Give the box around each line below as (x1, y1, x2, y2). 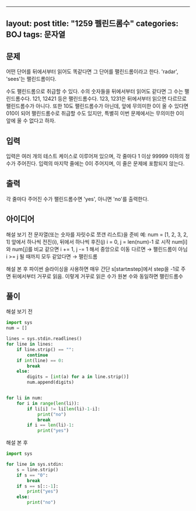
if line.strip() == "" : (16, 346, 75, 352)
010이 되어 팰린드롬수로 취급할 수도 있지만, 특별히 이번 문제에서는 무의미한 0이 (6, 110, 184, 117)
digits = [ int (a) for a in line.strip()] (27, 374, 129, 380)
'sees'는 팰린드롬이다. (6, 76, 57, 83)
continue (27, 352, 48, 358)
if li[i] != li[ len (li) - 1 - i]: (27, 406, 100, 412)
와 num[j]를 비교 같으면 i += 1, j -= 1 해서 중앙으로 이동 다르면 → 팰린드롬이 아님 (6, 246, 188, 253)
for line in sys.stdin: (6, 461, 64, 468)
